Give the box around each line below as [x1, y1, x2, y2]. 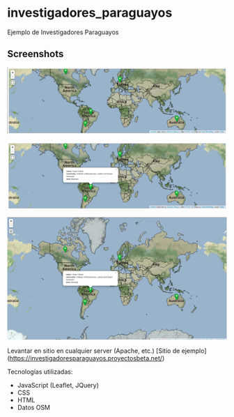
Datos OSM [17, 403, 51, 411]
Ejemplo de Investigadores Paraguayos [7, 28, 119, 36]
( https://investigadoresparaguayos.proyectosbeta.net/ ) [7, 354, 165, 362]
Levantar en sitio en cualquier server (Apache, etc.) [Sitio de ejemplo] [7, 347, 207, 355]
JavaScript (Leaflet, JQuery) [17, 381, 100, 389]
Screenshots [7, 48, 64, 60]
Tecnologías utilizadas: [7, 367, 73, 376]
